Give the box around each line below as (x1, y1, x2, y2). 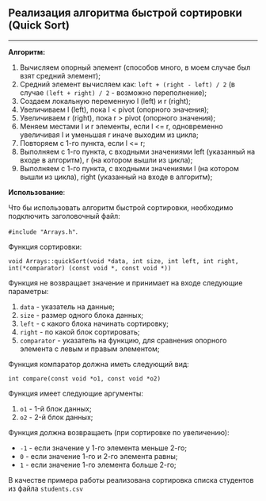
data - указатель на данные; (19, 301, 115, 312)
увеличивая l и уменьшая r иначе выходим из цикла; (19, 130, 199, 140)
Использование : (8, 187, 66, 197)
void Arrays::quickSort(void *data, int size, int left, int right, (8, 257, 239, 265)
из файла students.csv (8, 484, 83, 493)
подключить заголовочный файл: (8, 211, 120, 220)
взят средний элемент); (19, 71, 101, 80)
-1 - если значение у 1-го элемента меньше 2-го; (19, 443, 188, 453)
